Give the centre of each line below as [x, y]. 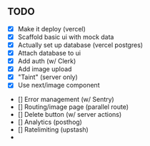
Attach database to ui [49, 53]
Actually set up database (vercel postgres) [80, 45]
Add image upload [45, 69]
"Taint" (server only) [48, 77]
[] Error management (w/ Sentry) [66, 100]
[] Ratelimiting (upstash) [53, 130]
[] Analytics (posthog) [50, 122]
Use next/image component [59, 85]
